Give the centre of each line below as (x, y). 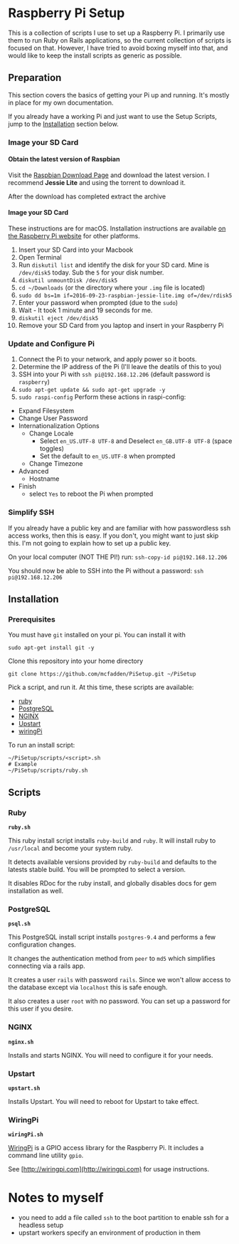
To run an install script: (42, 745)
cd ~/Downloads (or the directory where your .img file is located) (112, 288)
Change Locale (51, 434)
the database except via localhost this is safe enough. (88, 987)
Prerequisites (32, 619)
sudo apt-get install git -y (51, 648)
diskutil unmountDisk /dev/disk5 (68, 281)
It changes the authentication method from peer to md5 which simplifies (112, 959)
